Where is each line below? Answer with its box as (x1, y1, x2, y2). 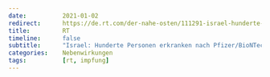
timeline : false (8, 34, 81, 43)
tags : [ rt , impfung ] (8, 57, 110, 65)
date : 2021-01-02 (8, 11, 99, 20)
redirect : (8, 19, 42, 27)
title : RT (8, 26, 70, 34)
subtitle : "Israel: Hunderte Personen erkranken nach (8, 42, 211, 50)
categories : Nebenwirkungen (8, 49, 113, 57)
